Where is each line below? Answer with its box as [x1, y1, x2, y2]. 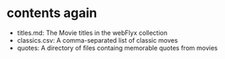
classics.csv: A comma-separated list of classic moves [16, 36, 179, 44]
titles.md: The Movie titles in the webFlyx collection [16, 28, 168, 37]
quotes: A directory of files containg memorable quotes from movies [16, 43, 218, 52]
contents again [6, 5, 98, 21]
